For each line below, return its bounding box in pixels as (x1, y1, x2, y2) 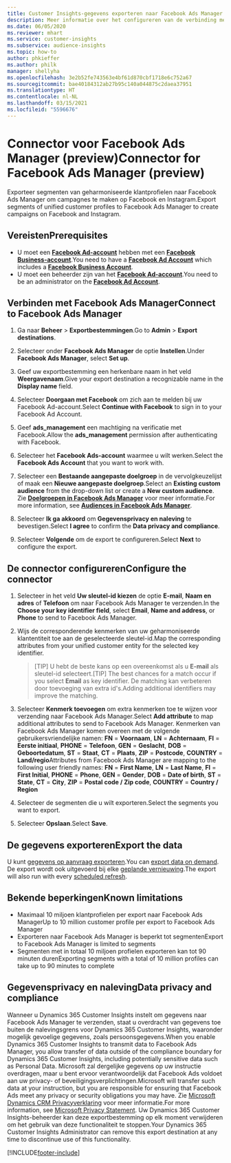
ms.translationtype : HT (7, 87, 76, 94)
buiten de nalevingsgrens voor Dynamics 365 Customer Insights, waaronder (7, 1025, 223, 1034)
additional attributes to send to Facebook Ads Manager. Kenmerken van (16, 720, 221, 728)
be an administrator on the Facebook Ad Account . (16, 277, 160, 286)
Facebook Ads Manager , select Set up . (16, 354, 130, 362)
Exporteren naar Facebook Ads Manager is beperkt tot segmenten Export (16, 932, 223, 941)
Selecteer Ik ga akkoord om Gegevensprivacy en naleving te (16, 514, 192, 523)
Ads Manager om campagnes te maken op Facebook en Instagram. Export (7, 195, 217, 203)
